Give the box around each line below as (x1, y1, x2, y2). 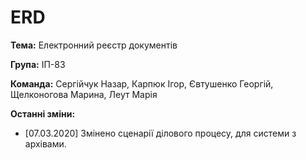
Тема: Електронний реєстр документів (10, 39, 178, 51)
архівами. (24, 137, 67, 150)
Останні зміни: (10, 107, 76, 120)
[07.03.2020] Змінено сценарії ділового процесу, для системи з (24, 127, 297, 139)
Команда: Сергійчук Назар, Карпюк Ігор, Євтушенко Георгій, (10, 77, 274, 90)
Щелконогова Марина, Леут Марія (10, 88, 158, 100)
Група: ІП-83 (10, 58, 66, 70)
